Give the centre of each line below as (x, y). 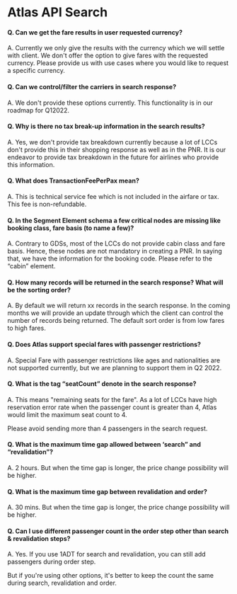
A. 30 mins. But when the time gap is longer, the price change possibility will (118, 508)
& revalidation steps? (39, 538)
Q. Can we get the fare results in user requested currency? (95, 32)
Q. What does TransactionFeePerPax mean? (73, 181)
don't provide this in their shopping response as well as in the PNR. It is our (117, 149)
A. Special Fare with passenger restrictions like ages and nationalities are (114, 360)
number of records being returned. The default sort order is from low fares (116, 321)
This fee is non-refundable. (47, 204)
